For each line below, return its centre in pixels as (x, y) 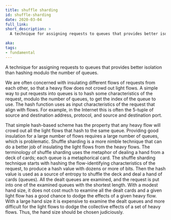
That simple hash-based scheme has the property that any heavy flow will (83, 125)
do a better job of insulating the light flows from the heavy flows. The (78, 147)
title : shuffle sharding (32, 10)
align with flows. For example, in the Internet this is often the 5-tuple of (79, 109)
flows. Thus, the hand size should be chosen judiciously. (64, 212)
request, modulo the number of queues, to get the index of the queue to (81, 99)
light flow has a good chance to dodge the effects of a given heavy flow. (81, 195)
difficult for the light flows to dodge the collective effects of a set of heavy (83, 206)
